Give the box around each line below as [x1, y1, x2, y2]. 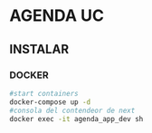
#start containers [9, 89, 79, 98]
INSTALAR [9, 42, 70, 57]
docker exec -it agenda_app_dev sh [9, 114, 144, 123]
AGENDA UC [9, 5, 104, 26]
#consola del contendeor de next [9, 106, 136, 115]
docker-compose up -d [9, 97, 91, 107]
